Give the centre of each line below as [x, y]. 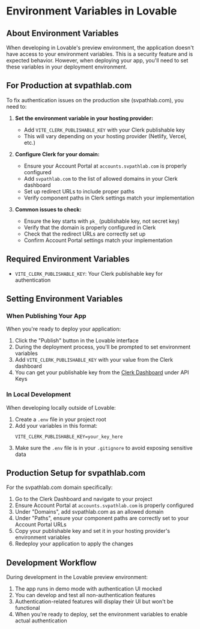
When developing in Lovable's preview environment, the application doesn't [100, 47]
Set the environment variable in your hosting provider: [84, 118]
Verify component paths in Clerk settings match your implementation [109, 198]
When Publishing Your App [46, 315]
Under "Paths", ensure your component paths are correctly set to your [102, 518]
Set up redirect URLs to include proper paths [79, 191]
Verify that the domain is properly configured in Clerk [90, 227]
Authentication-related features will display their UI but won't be [94, 601]
